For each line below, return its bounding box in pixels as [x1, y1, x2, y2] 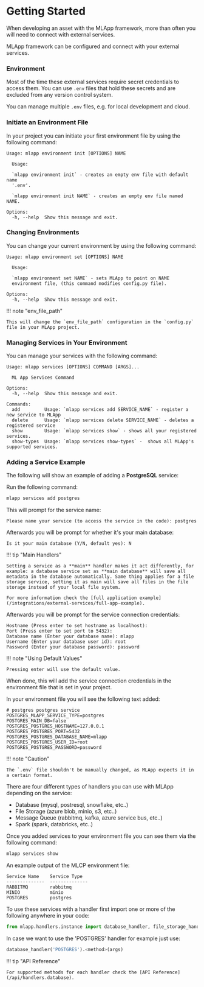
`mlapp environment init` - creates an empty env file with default [12, 172, 189, 178]
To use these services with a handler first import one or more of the [6, 905, 175, 913]
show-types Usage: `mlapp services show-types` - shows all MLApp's [12, 438, 194, 445]
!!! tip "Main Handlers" [6, 551, 62, 558]
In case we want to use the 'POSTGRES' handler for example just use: [6, 935, 180, 942]
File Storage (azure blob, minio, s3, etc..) [15, 808, 117, 815]
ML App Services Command [12, 374, 75, 381]
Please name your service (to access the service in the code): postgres [6, 518, 197, 524]
